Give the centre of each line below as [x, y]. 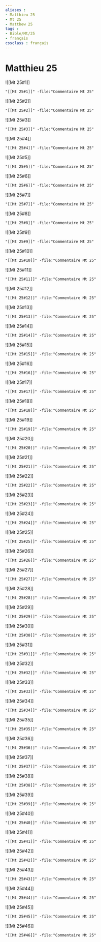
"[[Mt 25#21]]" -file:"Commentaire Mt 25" [51, 466]
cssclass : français [27, 43]
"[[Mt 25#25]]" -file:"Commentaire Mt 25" [51, 541]
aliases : [16, 10]
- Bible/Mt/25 [20, 34]
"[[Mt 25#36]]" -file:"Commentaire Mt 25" [51, 748]
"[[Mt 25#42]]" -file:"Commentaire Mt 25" [51, 860]
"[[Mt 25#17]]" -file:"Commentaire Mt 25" [51, 391]
